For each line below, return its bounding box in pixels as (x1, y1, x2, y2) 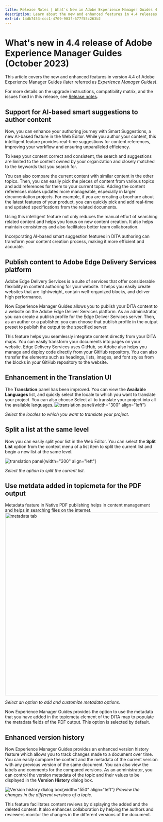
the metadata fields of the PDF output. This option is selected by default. (5, 719, 150, 725)
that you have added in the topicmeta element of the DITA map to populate (5, 714, 154, 720)
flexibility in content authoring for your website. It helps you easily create (5, 283, 151, 289)
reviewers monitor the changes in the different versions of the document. (5, 812, 151, 818)
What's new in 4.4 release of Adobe (5, 37, 152, 48)
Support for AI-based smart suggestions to (5, 108, 138, 116)
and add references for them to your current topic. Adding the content (5, 184, 146, 189)
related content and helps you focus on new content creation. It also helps (5, 219, 154, 224)
